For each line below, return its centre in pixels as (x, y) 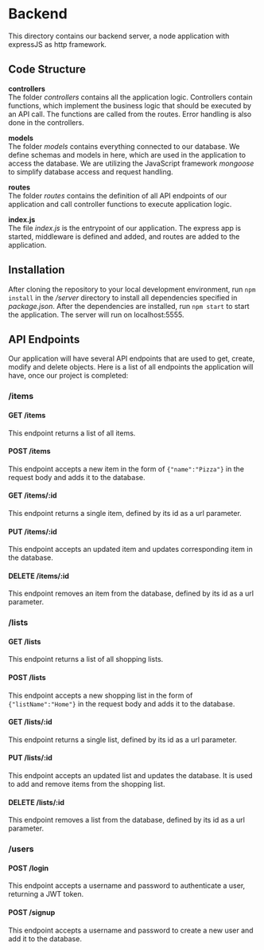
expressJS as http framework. (58, 44)
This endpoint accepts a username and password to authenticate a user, (127, 885)
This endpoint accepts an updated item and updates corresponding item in (130, 549)
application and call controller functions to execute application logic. (120, 204)
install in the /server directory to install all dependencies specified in (123, 297)
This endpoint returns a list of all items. (72, 433)
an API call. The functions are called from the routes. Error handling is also (130, 114)
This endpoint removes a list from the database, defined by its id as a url (126, 820)
